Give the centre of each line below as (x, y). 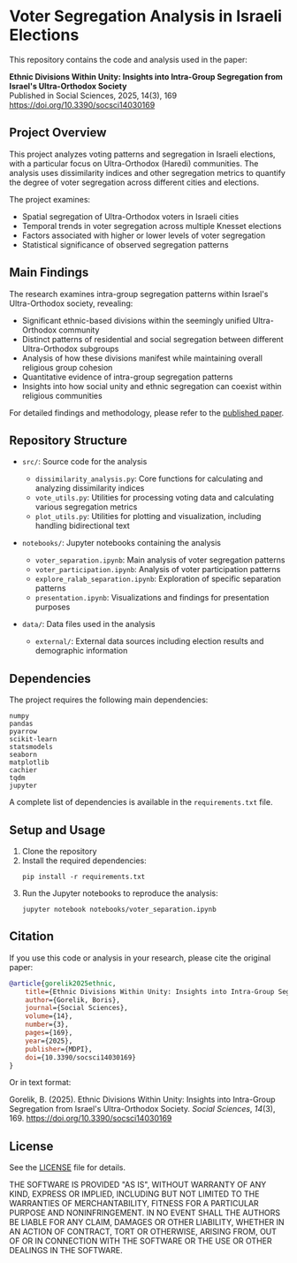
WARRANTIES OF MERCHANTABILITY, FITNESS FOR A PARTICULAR (134, 1204)
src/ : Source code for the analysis (84, 462)
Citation (32, 936)
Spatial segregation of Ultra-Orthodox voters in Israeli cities (130, 216)
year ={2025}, (49, 1041)
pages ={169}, (49, 1033)
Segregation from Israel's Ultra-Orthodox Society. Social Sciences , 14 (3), (142, 1109)
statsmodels (31, 747)
